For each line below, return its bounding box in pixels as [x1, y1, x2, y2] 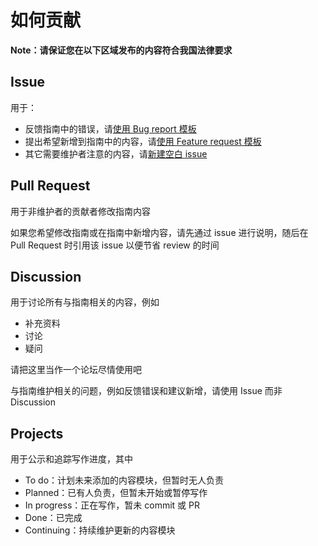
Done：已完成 [24, 512, 83, 524]
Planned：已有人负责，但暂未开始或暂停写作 [24, 487, 208, 499]
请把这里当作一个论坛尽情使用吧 [10, 364, 142, 376]
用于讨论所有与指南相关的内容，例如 [10, 296, 160, 308]
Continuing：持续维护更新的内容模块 [24, 524, 176, 536]
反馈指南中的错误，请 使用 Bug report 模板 [24, 122, 197, 135]
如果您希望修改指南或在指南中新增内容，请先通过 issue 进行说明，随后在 [10, 226, 309, 238]
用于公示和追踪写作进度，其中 [10, 453, 133, 465]
